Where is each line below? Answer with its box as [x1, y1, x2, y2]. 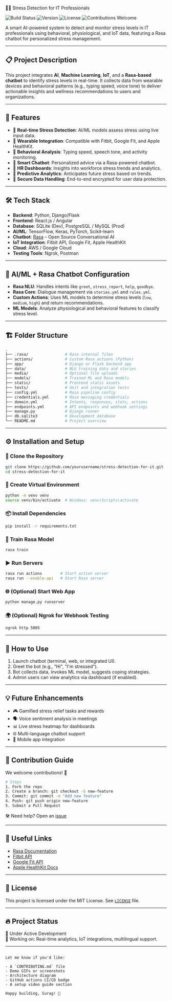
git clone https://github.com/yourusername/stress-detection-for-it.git [5, 464, 164, 469]
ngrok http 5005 [5, 625, 40, 630]
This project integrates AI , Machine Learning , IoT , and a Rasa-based [5, 72, 152, 78]
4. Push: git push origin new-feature [5, 798, 88, 803]
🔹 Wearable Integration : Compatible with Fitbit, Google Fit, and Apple [12, 138, 160, 144]
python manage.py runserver [5, 599, 66, 605]
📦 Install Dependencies [5, 510, 67, 517]
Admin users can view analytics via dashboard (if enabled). [12, 674, 138, 681]
